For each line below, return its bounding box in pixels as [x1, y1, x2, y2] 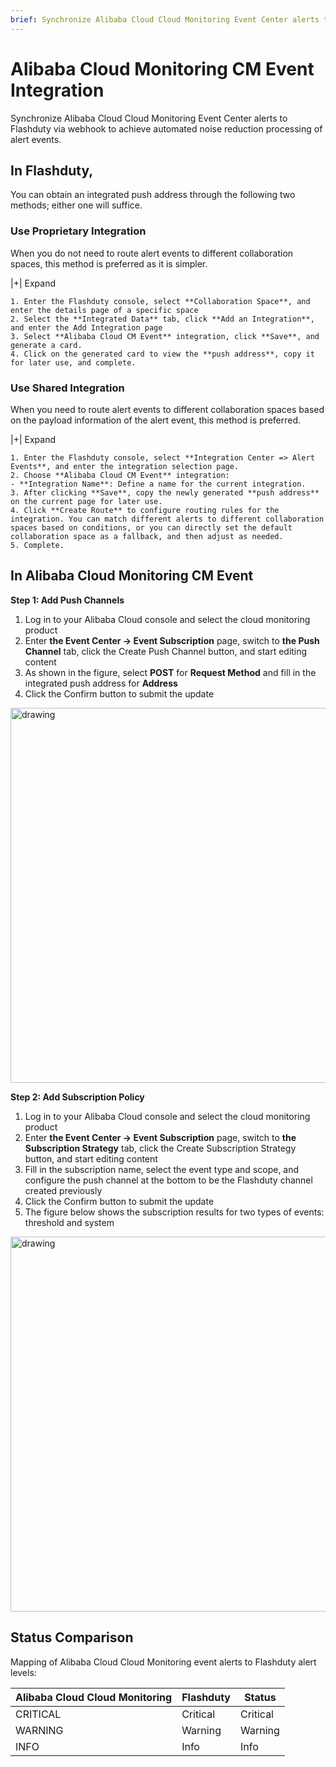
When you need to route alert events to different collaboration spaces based [10, 403, 325, 415]
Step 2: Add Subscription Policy [10, 1091, 145, 1103]
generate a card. [10, 340, 83, 350]
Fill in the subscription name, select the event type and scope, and [24, 1163, 300, 1175]
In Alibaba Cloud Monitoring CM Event [10, 567, 254, 585]
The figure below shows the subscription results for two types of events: [24, 1206, 325, 1218]
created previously [24, 1184, 103, 1196]
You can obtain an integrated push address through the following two [10, 189, 296, 201]
